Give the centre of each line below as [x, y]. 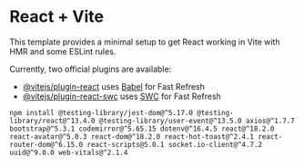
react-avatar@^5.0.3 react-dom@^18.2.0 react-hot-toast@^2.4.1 [132, 137]
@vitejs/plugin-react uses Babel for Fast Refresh [114, 86]
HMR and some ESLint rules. [63, 51]
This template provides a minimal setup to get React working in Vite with [145, 42]
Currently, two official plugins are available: [91, 69]
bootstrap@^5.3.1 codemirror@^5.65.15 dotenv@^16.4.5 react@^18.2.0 [142, 129]
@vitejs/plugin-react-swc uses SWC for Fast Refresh [122, 96]
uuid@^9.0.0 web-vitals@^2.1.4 [69, 152]
